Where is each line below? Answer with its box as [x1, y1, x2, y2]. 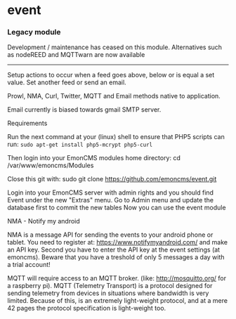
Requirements [7, 119, 48, 128]
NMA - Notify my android [7, 217, 81, 226]
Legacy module [7, 27, 61, 37]
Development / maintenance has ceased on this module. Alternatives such [7, 43, 223, 51]
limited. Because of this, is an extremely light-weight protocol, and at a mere [7, 297, 228, 305]
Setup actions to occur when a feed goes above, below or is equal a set [7, 71, 215, 79]
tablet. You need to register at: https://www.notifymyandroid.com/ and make [7, 238, 228, 247]
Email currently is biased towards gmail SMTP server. [7, 105, 162, 114]
